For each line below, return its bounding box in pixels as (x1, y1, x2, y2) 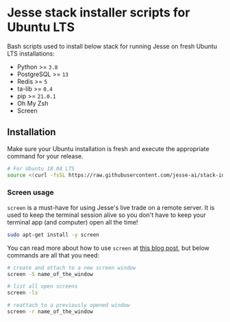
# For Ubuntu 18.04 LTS (7, 165, 75, 172)
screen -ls (7, 290, 38, 297)
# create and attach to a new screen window (7, 264, 136, 271)
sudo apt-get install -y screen (7, 231, 99, 238)
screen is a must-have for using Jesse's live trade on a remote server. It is (7, 203, 215, 211)
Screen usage (7, 187, 55, 197)
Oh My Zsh (16, 99, 49, 107)
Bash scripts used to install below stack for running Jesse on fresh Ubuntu (7, 42, 218, 50)
